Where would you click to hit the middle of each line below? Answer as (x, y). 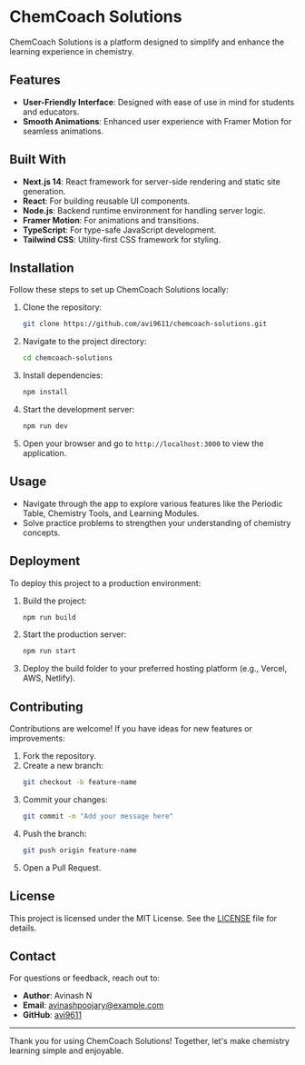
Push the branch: (54, 833)
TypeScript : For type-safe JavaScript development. (119, 230)
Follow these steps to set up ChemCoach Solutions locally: (119, 290)
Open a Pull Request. (62, 867)
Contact (33, 956)
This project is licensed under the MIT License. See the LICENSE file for (143, 918)
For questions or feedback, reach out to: (85, 978)
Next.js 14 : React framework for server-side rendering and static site (152, 181)
